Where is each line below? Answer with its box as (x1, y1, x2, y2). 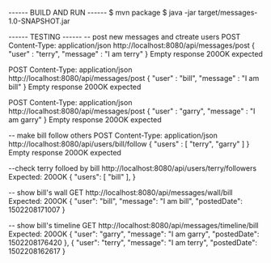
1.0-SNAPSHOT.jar (8, 16, 70, 26)
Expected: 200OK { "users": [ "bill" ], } (8, 172, 136, 181)
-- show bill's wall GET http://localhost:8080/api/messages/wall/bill (8, 188, 233, 197)
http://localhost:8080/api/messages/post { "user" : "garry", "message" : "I (8, 106, 256, 116)
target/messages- (197, 8, 258, 17)
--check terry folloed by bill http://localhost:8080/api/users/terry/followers (8, 163, 257, 173)
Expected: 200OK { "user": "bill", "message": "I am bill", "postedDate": (8, 197, 243, 206)
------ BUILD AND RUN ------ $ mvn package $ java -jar (8, 8, 197, 17)
